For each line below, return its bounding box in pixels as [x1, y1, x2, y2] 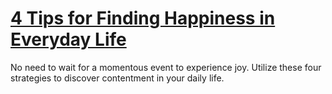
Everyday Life [10, 28, 127, 51]
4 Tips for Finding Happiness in [10, 7, 276, 30]
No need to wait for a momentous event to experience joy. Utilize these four [10, 61, 322, 73]
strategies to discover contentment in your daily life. [10, 72, 225, 84]
